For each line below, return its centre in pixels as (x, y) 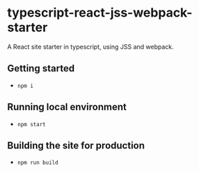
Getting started (41, 68)
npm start (32, 124)
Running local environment (67, 107)
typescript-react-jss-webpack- (100, 13)
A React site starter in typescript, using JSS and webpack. (90, 46)
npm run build (38, 163)
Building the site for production (76, 145)
